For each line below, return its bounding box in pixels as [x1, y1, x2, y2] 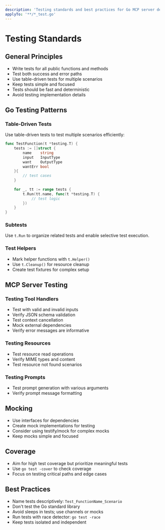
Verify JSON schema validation [12, 312, 76, 318]
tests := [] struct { [14, 146, 56, 151]
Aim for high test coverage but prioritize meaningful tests [12, 460, 128, 466]
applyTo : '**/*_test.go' [5, 12, 56, 17]
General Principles [5, 53, 63, 61]
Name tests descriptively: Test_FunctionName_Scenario [12, 498, 122, 504]
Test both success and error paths [12, 71, 82, 77]
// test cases [23, 173, 52, 178]
